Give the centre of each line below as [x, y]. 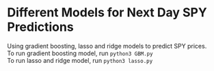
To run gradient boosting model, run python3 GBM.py [80, 53]
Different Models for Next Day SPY [107, 13]
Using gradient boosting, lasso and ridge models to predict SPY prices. [107, 46]
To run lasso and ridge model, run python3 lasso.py [80, 60]
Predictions [40, 27]
